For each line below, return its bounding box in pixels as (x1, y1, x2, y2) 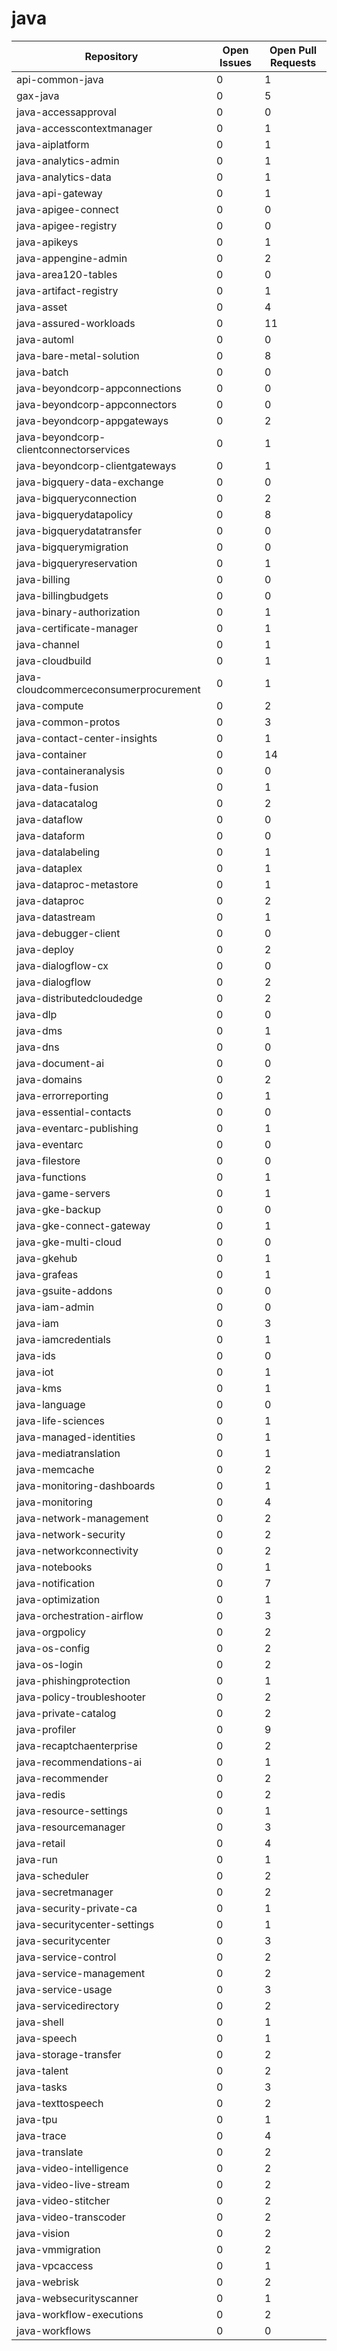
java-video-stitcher (16, 2193, 111, 2207)
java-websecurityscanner (16, 2291, 139, 2305)
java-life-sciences (16, 1413, 105, 1427)
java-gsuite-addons (16, 1283, 113, 1297)
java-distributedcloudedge (16, 991, 143, 1005)
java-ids (16, 1348, 57, 1362)
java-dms (16, 1023, 63, 1037)
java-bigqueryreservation (16, 556, 138, 570)
